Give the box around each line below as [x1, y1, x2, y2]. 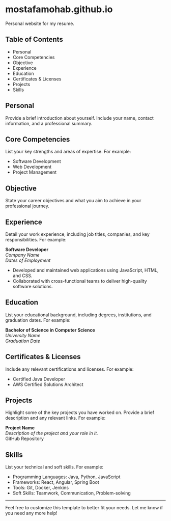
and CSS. [12, 272, 33, 279]
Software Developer [5, 246, 49, 253]
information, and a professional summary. [5, 120, 93, 126]
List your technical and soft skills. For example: [5, 464, 103, 470]
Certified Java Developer [12, 376, 65, 382]
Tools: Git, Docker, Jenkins [12, 485, 69, 491]
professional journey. [5, 203, 49, 209]
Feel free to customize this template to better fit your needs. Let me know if [5, 505, 163, 511]
